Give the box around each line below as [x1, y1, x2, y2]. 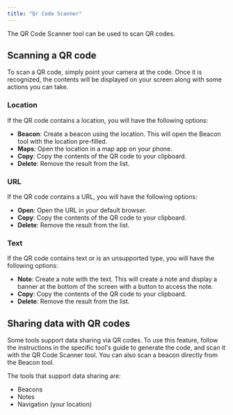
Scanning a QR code [7, 50, 97, 61]
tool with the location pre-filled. [17, 137, 108, 145]
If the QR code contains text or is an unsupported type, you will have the [7, 254, 215, 262]
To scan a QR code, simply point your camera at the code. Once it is [7, 68, 202, 77]
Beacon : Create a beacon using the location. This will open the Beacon [17, 130, 221, 138]
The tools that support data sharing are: [7, 372, 121, 380]
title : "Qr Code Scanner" [7, 10, 82, 17]
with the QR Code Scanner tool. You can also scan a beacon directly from [7, 351, 218, 359]
